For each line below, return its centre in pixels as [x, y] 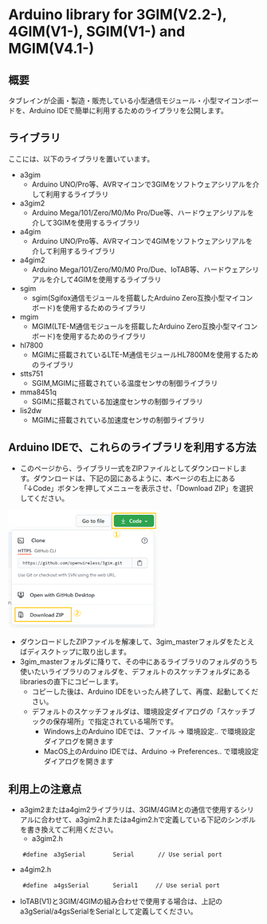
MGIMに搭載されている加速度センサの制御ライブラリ [118, 419]
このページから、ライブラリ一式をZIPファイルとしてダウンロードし [130, 468]
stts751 [31, 373]
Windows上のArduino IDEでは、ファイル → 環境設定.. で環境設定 [149, 732]
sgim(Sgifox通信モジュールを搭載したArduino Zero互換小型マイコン [142, 297]
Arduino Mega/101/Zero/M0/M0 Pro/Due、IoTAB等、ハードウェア [138, 269]
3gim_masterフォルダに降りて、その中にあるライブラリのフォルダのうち [139, 662]
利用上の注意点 [45, 789]
